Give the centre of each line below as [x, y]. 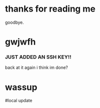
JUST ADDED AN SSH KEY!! [38, 57]
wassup [21, 87]
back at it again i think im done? [37, 68]
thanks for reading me [50, 9]
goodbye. [14, 22]
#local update [19, 101]
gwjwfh [21, 42]
